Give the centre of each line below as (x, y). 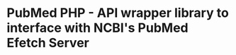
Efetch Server (48, 43)
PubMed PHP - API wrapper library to (118, 13)
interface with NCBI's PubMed (97, 28)
